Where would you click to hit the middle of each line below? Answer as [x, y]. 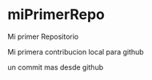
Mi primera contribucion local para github [76, 51]
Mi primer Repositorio [43, 36]
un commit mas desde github [56, 67]
